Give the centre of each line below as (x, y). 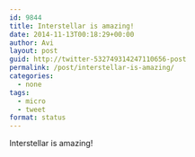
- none (30, 84)
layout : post (34, 51)
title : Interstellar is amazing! (72, 26)
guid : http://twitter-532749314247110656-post (98, 59)
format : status (38, 118)
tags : (19, 92)
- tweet (32, 109)
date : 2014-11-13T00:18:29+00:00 (72, 34)
